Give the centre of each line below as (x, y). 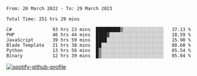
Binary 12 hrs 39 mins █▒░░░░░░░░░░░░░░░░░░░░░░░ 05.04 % (98, 56)
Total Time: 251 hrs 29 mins (43, 19)
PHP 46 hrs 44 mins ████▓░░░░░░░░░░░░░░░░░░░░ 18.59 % (98, 35)
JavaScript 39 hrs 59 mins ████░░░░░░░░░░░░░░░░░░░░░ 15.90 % (98, 40)
